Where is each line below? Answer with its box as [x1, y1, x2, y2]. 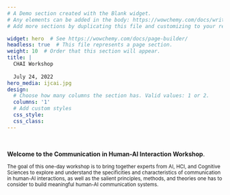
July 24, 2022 [13, 73, 53, 80]
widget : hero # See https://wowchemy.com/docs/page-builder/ [7, 35, 188, 42]
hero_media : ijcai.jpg [7, 79, 72, 86]
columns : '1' [13, 99, 51, 106]
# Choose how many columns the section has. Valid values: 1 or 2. [13, 92, 210, 99]
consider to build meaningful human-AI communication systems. [7, 181, 159, 188]
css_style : [13, 112, 44, 118]
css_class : [13, 118, 44, 125]
